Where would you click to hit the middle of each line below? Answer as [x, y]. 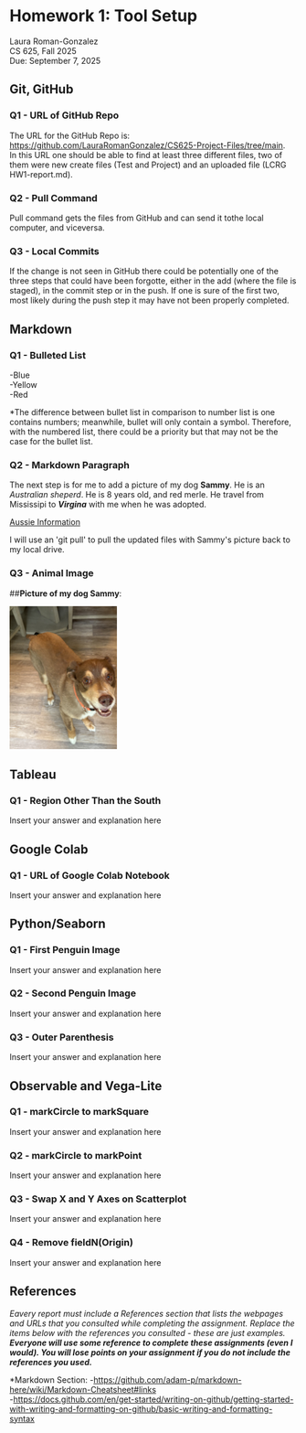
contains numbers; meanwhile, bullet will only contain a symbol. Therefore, [151, 422]
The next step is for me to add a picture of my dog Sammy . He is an [137, 485]
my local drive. [37, 550]
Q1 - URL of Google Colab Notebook [90, 875]
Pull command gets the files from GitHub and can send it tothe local [137, 218]
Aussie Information [45, 522]
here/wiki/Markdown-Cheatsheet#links [83, 1389]
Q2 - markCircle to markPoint [76, 1155]
